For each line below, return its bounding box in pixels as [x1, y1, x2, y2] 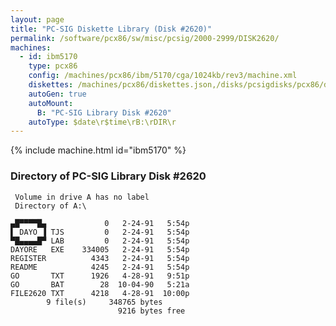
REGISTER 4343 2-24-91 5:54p [10, 253, 190, 263]
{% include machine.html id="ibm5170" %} [10, 144, 187, 156]
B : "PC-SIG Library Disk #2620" [36, 107, 172, 118]
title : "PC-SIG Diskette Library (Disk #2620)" [10, 24, 213, 34]
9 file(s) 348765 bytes [46, 297, 163, 307]
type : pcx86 [28, 61, 78, 71]
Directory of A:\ [14, 201, 87, 211]
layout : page [10, 14, 65, 25]
